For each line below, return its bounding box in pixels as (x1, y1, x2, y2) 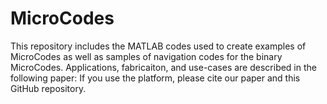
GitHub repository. (10, 82, 87, 94)
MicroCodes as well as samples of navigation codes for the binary (10, 50, 283, 62)
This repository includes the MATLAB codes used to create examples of (10, 40, 307, 52)
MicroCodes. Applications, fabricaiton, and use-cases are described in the (10, 61, 317, 73)
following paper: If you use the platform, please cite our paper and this (10, 72, 301, 84)
